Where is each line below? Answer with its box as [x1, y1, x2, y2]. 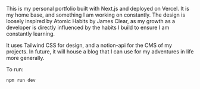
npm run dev [6, 77, 36, 83]
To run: [6, 66, 24, 73]
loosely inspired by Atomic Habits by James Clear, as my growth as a [6, 18, 176, 24]
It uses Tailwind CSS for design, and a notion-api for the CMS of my [6, 42, 173, 49]
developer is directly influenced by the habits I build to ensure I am [6, 24, 170, 31]
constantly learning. [6, 30, 55, 37]
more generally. [6, 55, 45, 61]
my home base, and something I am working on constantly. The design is [6, 11, 186, 18]
